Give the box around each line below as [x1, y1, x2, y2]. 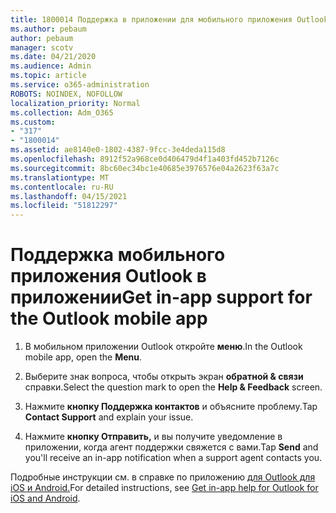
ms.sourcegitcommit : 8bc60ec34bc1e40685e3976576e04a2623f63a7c [10, 163, 280, 173]
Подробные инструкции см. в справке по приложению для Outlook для [10, 471, 316, 483]
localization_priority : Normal [10, 98, 141, 108]
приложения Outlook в [10, 265, 208, 288]
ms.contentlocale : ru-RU [10, 182, 114, 192]
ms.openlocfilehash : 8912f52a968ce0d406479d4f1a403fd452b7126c [10, 154, 280, 164]
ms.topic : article [10, 71, 87, 81]
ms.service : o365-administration [10, 80, 150, 90]
